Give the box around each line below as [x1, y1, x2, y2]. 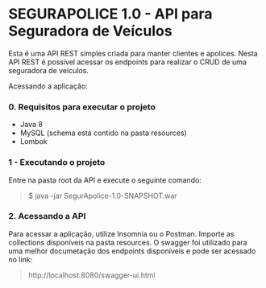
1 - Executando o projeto [8, 157, 106, 168]
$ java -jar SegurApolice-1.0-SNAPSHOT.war [27, 191, 177, 200]
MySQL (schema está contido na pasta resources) [19, 128, 187, 138]
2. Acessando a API [8, 211, 86, 222]
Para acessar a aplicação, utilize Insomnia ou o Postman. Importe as [8, 228, 235, 238]
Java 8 [19, 120, 43, 130]
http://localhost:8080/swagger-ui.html [27, 270, 156, 280]
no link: [8, 254, 33, 264]
